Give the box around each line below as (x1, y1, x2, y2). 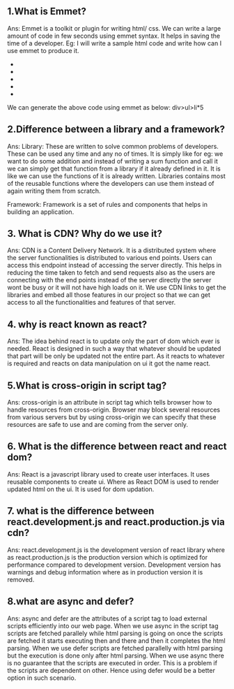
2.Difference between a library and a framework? (7, 124, 225, 136)
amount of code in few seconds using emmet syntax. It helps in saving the (7, 31, 221, 40)
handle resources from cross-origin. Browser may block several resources (7, 405, 221, 414)
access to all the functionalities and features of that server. (7, 298, 176, 307)
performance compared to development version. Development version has (7, 560, 221, 569)
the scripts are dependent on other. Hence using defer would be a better (7, 666, 216, 674)
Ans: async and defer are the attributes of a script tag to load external (7, 614, 208, 623)
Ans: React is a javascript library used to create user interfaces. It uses (7, 470, 210, 478)
